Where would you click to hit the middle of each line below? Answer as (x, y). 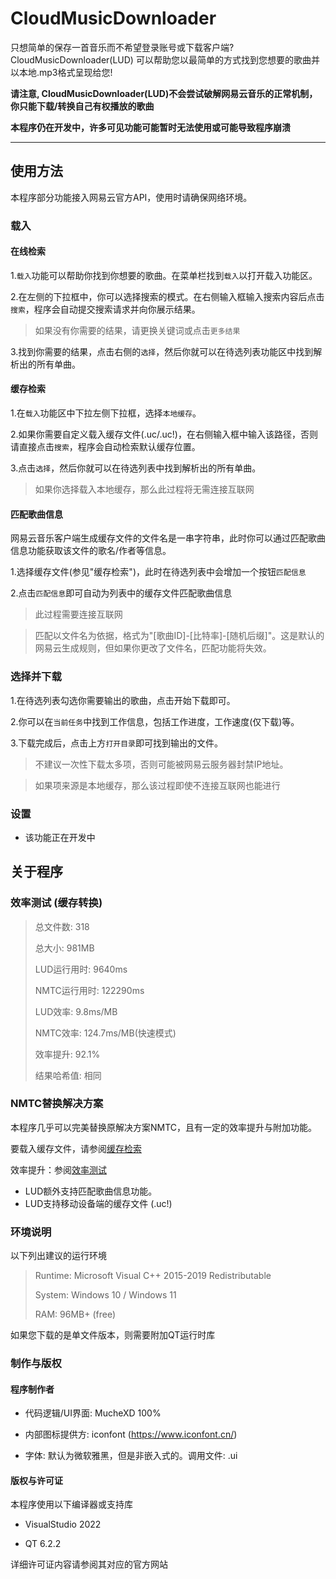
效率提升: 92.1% (67, 1054)
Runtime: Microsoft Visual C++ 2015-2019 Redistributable (153, 1276)
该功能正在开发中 (60, 837)
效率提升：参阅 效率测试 (58, 1169)
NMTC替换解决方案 (57, 1104)
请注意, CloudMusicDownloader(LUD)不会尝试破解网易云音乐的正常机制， (164, 93)
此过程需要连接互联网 (78, 614)
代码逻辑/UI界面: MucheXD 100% (93, 1413)
